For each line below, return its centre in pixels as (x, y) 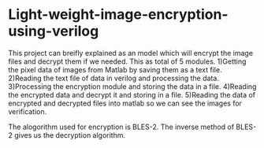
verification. (28, 111)
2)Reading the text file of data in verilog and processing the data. (113, 78)
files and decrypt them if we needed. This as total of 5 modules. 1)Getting (127, 61)
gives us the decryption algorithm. (70, 135)
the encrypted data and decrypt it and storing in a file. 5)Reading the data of (132, 94)
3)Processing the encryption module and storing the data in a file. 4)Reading (132, 86)
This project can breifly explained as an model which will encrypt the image (131, 53)
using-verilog (54, 31)
